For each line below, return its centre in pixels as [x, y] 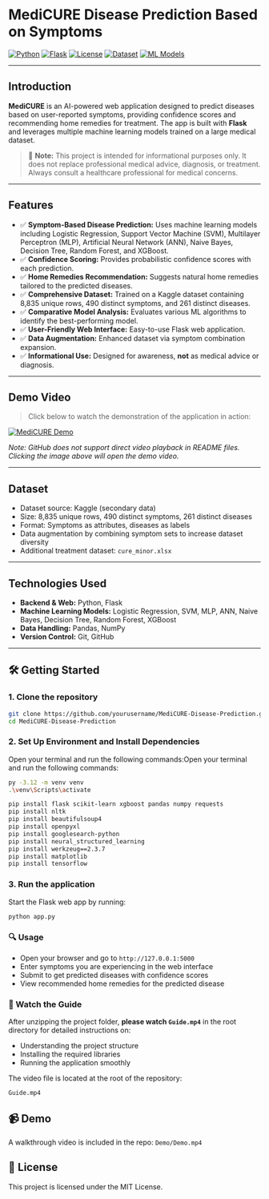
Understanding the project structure [79, 1046]
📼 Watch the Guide [45, 1004]
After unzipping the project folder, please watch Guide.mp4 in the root [122, 1022]
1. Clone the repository [53, 697]
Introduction [40, 87]
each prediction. [47, 268]
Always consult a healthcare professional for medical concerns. [133, 172]
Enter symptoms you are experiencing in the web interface [116, 966]
